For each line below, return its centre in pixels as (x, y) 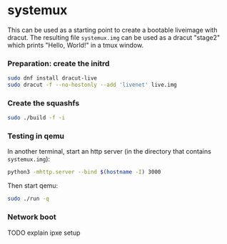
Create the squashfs (44, 103)
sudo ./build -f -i (36, 118)
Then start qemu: (33, 186)
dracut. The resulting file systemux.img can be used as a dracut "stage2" (114, 37)
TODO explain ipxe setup (44, 233)
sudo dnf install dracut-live (52, 78)
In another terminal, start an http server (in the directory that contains (110, 152)
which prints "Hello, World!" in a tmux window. (76, 45)
